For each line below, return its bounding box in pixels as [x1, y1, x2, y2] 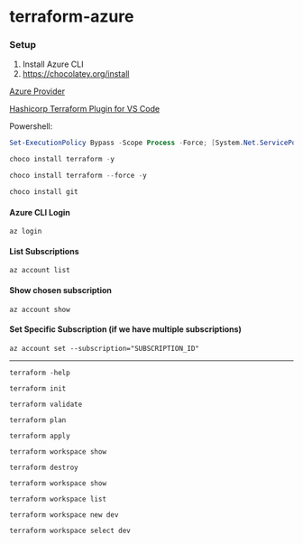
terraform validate [9, 400, 83, 409]
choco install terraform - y [9, 155, 115, 164]
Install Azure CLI [22, 59, 84, 69]
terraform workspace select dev [9, 526, 131, 535]
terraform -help [9, 368, 70, 377]
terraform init [9, 383, 67, 393]
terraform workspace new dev [9, 510, 119, 520]
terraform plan [9, 415, 67, 425]
